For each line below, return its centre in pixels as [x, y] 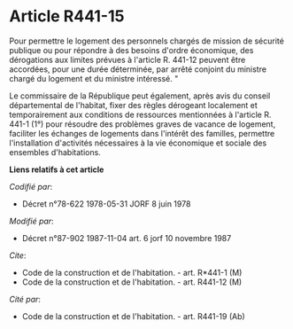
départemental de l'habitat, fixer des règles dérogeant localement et [134, 105]
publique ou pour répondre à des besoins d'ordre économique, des [131, 50]
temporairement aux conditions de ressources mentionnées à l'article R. [140, 114]
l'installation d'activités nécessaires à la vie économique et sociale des [138, 143]
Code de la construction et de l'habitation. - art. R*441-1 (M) [132, 272]
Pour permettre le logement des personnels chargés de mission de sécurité [147, 41]
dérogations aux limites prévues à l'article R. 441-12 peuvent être [127, 59]
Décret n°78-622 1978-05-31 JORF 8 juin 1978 [106, 204]
